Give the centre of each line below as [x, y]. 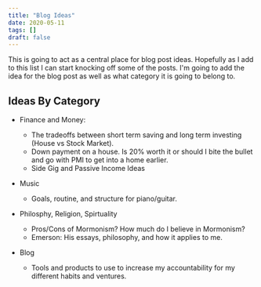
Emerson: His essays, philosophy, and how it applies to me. [127, 238]
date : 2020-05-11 [36, 23]
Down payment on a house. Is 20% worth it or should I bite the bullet [142, 152]
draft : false [29, 37]
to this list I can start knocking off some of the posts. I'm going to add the [127, 68]
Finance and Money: [53, 120]
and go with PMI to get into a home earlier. [100, 160]
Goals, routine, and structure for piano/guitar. [104, 199]
